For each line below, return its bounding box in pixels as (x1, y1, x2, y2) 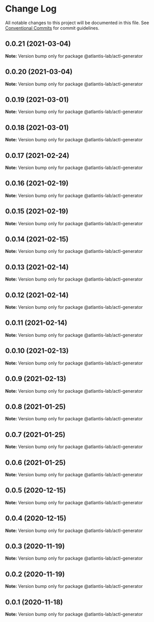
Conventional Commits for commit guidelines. (5, 25, 99, 31)
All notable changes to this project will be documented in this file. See (5, 20, 149, 26)
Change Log (5, 3, 57, 15)
